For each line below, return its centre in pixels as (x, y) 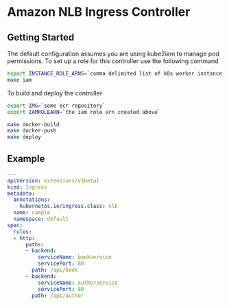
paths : (35, 244)
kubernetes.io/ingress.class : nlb (69, 207)
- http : (24, 238)
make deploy (24, 137)
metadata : (21, 193)
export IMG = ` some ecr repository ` (57, 106)
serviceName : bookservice (74, 257)
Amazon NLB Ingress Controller (99, 12)
